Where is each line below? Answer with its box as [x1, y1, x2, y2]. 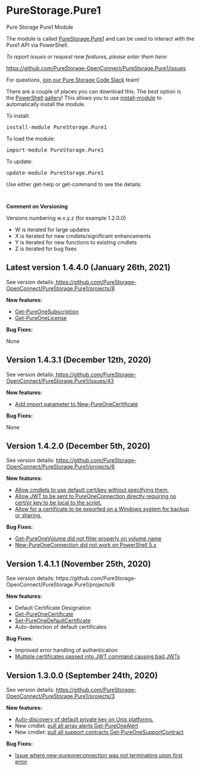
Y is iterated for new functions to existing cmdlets [14, 238, 137, 246]
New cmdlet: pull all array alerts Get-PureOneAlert [14, 722, 139, 729]
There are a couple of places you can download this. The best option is [6, 87, 181, 95]
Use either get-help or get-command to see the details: [6, 180, 142, 188]
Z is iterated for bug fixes [14, 245, 77, 252]
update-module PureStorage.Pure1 [6, 169, 104, 176]
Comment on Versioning [6, 202, 68, 210]
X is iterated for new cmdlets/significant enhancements [14, 232, 151, 240]
